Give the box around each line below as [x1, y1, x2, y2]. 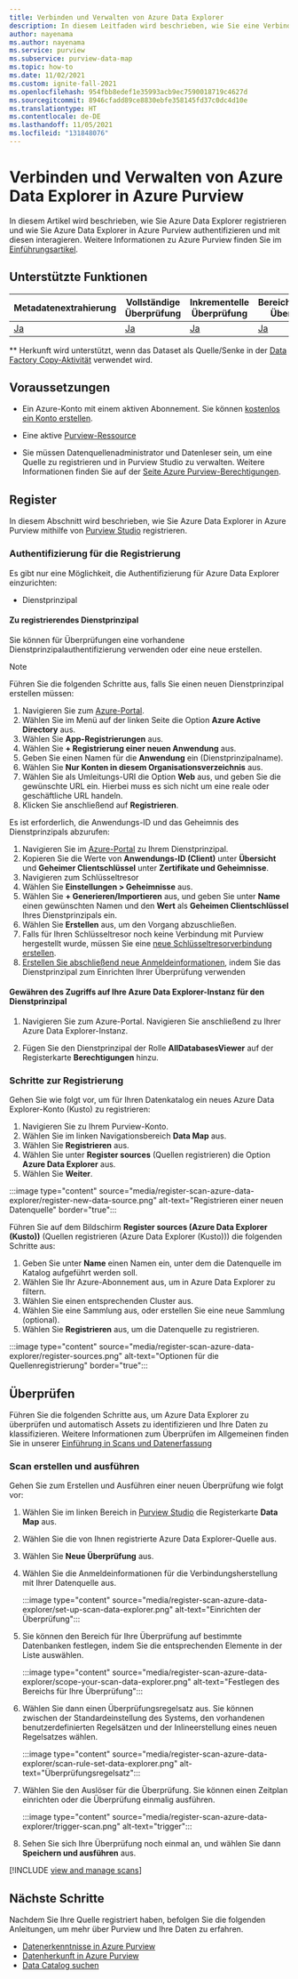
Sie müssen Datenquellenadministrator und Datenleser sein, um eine [21, 447, 272, 458]
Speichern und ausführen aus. [21, 1847, 137, 1859]
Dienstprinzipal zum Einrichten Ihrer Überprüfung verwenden [21, 966, 246, 977]
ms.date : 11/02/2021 [9, 71, 86, 80]
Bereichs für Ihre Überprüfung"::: [21, 1686, 144, 1697]
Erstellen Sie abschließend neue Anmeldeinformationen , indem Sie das [21, 957, 281, 968]
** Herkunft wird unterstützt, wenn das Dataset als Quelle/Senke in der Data [9, 344, 287, 356]
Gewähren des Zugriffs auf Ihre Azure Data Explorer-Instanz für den [9, 986, 265, 997]
